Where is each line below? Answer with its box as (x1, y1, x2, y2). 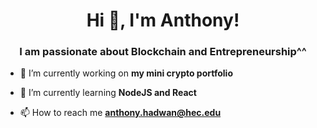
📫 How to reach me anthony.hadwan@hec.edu (19, 107, 222, 119)
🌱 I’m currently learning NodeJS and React (19, 87, 197, 99)
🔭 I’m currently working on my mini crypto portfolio (19, 67, 233, 79)
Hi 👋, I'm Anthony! (86, 9, 240, 32)
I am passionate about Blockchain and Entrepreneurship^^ (19, 45, 307, 59)
